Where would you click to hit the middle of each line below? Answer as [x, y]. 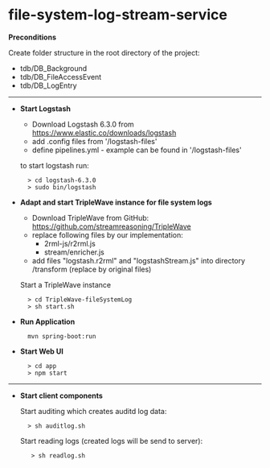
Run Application [47, 321]
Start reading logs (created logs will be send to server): [111, 441]
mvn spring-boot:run [62, 336]
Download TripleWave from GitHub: [90, 217]
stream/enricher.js [74, 252]
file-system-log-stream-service [118, 15]
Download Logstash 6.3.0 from [83, 124]
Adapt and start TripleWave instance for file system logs [116, 202]
